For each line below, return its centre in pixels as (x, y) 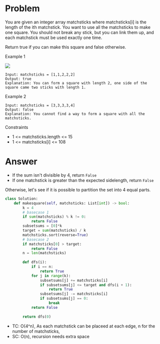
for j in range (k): (51, 276)
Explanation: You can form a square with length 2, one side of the (76, 83)
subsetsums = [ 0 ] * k (42, 226)
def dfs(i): (35, 262)
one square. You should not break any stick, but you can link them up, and (80, 32)
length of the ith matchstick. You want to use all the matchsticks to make (78, 27)
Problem (22, 9)
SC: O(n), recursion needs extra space (51, 336)
